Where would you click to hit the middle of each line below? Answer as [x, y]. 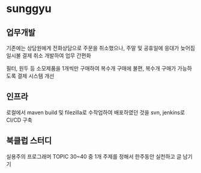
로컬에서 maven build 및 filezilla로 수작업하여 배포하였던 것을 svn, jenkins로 [96, 112]
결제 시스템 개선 [36, 76]
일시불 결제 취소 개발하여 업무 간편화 [49, 55]
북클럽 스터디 [29, 141]
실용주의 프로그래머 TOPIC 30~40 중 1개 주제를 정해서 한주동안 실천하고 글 [94, 156]
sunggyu [29, 9]
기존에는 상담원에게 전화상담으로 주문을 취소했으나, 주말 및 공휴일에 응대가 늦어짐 [101, 48]
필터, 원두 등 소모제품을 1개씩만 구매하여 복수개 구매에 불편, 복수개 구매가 [91, 68]
